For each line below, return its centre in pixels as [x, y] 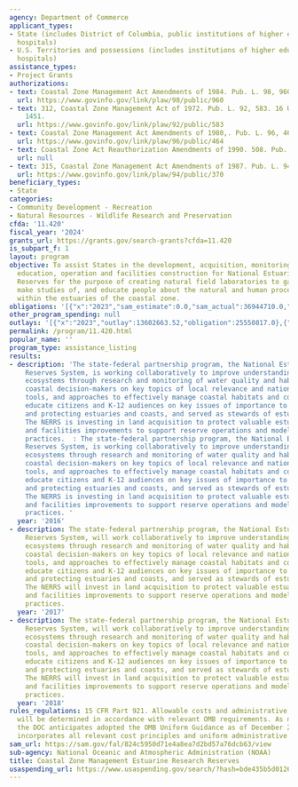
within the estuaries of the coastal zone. [98, 298]
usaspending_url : [41, 769]
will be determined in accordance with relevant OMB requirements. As [150, 719]
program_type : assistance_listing [73, 347]
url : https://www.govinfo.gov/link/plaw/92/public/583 [121, 125]
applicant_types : [41, 26]
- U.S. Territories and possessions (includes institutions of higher [142, 51]
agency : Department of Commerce [69, 17]
